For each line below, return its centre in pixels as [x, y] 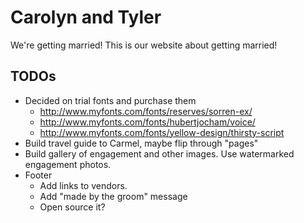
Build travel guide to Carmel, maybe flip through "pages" [141, 143]
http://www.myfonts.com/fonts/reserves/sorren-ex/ [146, 111]
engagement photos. [68, 164]
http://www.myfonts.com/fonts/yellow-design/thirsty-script [162, 132]
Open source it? [72, 207]
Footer [38, 175]
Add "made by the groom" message [113, 196]
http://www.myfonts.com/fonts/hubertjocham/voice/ [147, 122]
